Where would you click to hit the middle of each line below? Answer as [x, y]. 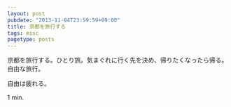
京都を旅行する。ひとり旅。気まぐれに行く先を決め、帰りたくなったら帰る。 [118, 60]
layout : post [26, 14]
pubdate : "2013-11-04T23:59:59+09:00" [64, 20]
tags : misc [23, 33]
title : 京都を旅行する [37, 26]
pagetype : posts [31, 40]
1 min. [16, 97]
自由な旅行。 [26, 69]
